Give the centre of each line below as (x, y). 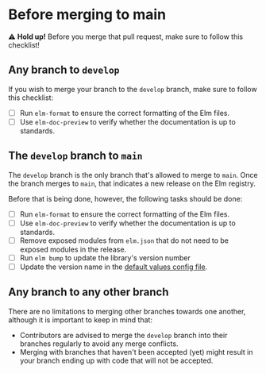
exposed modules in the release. (73, 249)
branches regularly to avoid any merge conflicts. (99, 344)
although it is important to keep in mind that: (81, 320)
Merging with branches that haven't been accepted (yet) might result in (136, 352)
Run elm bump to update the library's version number (105, 258)
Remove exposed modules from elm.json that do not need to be (124, 240)
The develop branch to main (75, 156)
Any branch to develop (64, 70)
